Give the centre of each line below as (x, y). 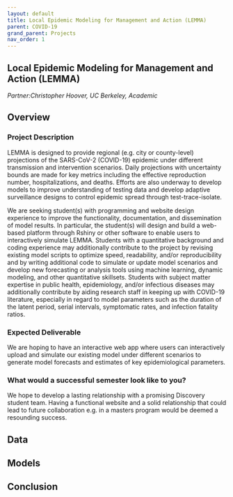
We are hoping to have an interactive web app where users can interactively (116, 347)
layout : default (31, 14)
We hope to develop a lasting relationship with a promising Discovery (106, 395)
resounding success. (37, 418)
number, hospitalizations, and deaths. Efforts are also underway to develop (114, 182)
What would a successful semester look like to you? (97, 380)
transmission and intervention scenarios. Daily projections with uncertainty (114, 167)
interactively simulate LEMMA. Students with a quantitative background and (115, 240)
